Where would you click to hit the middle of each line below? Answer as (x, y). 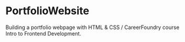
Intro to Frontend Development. (44, 33)
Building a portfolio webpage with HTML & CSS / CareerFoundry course (92, 27)
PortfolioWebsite (47, 11)
